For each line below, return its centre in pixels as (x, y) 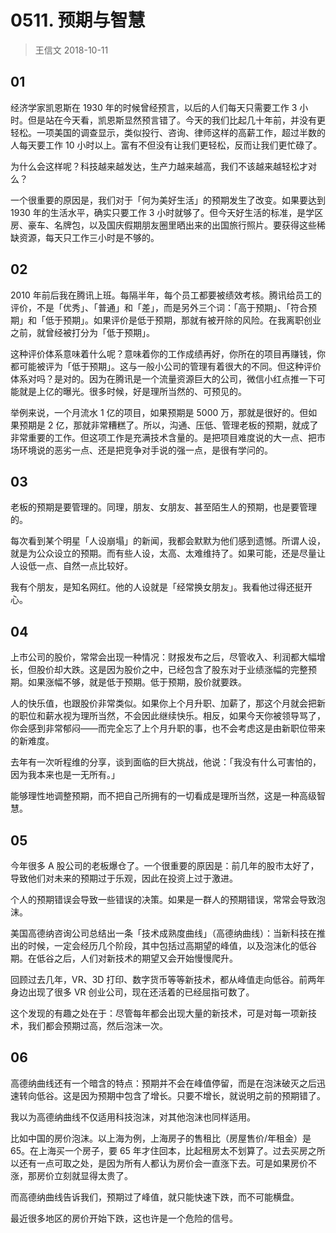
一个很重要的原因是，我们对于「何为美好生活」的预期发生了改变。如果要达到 (168, 200)
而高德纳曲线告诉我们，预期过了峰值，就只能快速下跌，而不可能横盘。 (155, 1197)
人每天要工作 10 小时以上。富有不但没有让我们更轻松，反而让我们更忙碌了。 (166, 145)
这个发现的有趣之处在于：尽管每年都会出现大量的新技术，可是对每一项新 (159, 1013)
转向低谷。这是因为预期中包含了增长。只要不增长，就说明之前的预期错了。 (172, 1095)
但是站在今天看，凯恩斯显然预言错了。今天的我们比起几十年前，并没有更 (176, 120)
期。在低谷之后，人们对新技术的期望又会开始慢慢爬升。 (124, 958)
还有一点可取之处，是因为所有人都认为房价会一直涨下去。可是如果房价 (163, 1163)
